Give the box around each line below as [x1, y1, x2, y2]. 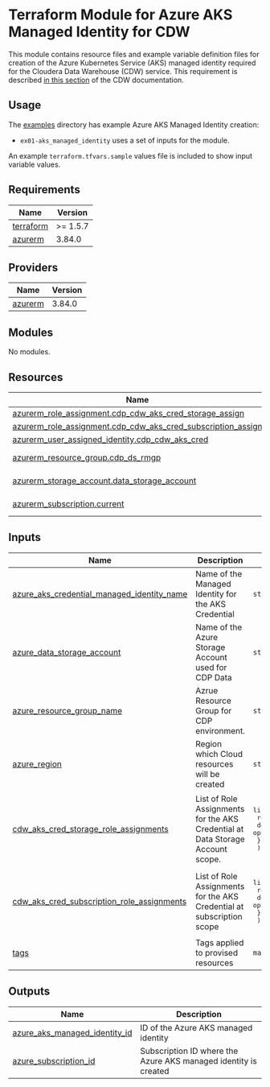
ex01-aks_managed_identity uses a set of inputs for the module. [19, 135, 230, 145]
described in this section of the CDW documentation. [8, 75, 185, 85]
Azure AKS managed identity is [140, 1055, 257, 1066]
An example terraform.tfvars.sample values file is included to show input [8, 151, 253, 160]
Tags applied [195, 936, 244, 948]
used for [195, 662, 227, 673]
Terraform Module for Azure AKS [8, 6, 233, 24]
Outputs [8, 985, 51, 998]
